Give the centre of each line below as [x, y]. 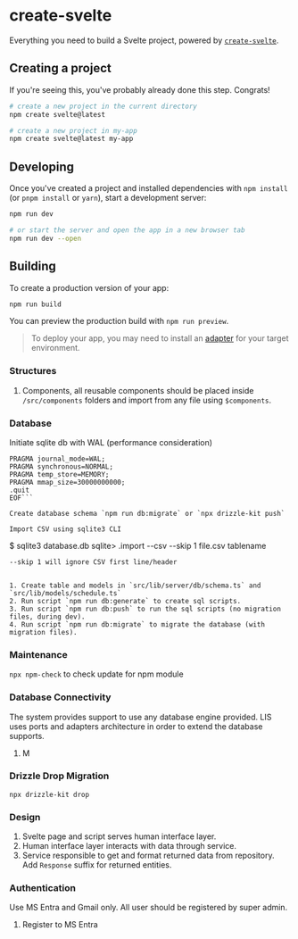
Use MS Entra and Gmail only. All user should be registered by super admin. [149, 908]
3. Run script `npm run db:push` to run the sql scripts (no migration [145, 609]
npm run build [36, 304]
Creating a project [60, 68]
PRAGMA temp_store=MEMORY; [59, 474]
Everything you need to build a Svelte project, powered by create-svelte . [144, 40]
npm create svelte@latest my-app [71, 139]
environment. [55, 348]
